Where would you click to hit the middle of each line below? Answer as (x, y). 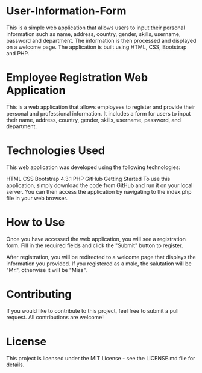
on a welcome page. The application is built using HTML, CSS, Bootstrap (96, 47)
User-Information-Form (66, 11)
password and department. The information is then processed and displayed (101, 40)
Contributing (39, 294)
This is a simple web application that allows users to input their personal (96, 28)
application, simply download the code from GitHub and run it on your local (99, 185)
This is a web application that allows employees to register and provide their (101, 107)
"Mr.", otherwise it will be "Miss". (47, 270)
